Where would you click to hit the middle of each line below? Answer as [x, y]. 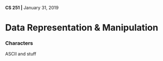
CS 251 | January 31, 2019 [32, 8]
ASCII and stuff [21, 54]
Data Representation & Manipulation [82, 28]
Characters [19, 43]
